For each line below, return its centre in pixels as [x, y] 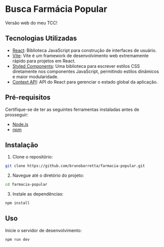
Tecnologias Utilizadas [41, 38]
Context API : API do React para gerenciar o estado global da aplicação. [85, 82]
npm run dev [17, 239]
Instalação [22, 145]
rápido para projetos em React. [44, 61]
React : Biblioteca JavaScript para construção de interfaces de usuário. [84, 50]
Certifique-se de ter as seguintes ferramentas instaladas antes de [72, 109]
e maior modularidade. [35, 76]
